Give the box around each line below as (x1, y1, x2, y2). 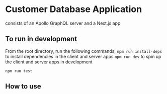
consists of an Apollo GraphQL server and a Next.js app (5, 20, 121, 26)
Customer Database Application (5, 4, 142, 15)
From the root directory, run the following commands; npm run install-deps (5, 48, 162, 54)
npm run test (5, 68, 33, 73)
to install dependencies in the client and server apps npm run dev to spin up (5, 53, 161, 59)
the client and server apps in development (5, 59, 93, 65)
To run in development (5, 35, 77, 43)
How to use (5, 82, 41, 91)
